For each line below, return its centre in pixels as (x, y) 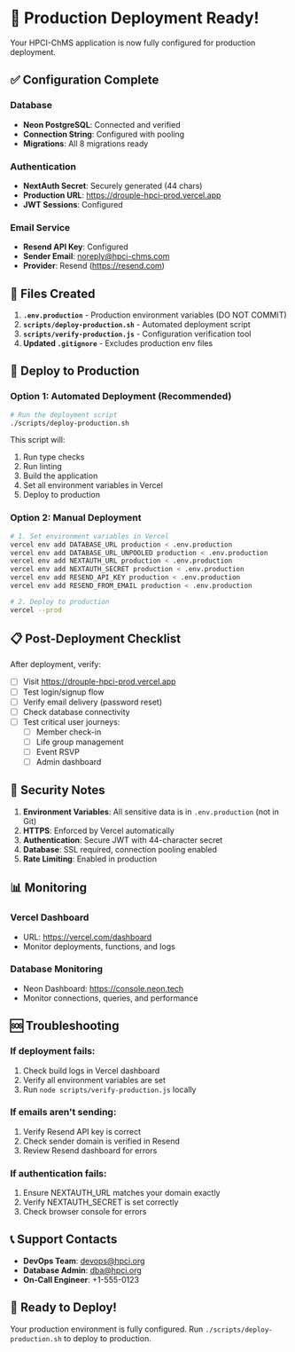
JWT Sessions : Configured (73, 204)
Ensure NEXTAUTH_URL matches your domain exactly (121, 1193)
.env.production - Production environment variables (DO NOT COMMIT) (155, 315)
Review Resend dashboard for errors (90, 1150)
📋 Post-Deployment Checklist (95, 639)
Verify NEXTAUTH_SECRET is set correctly (101, 1202)
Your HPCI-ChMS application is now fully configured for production (133, 43)
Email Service (40, 227)
